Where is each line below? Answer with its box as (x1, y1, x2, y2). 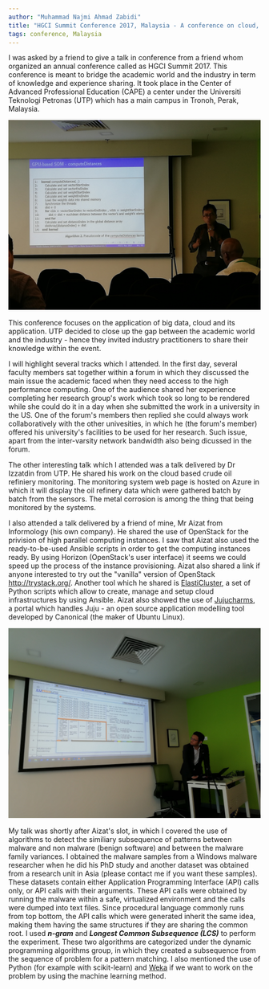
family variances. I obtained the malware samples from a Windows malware (8, 852, 258, 861)
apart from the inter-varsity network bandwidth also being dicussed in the (8, 436, 252, 446)
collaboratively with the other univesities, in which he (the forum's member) (8, 419, 258, 429)
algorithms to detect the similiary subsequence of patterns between (8, 835, 232, 844)
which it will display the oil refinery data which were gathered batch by (8, 486, 242, 496)
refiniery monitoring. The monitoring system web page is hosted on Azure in (8, 477, 260, 487)
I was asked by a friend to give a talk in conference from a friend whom (8, 53, 243, 63)
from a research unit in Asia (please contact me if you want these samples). (8, 868, 258, 879)
